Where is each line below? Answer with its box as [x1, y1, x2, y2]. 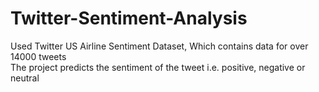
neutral [10, 72, 40, 84]
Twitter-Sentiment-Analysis [10, 7, 248, 30]
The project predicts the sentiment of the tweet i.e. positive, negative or [10, 61, 306, 73]
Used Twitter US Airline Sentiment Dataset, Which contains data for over [10, 40, 309, 52]
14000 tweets [10, 50, 67, 62]
